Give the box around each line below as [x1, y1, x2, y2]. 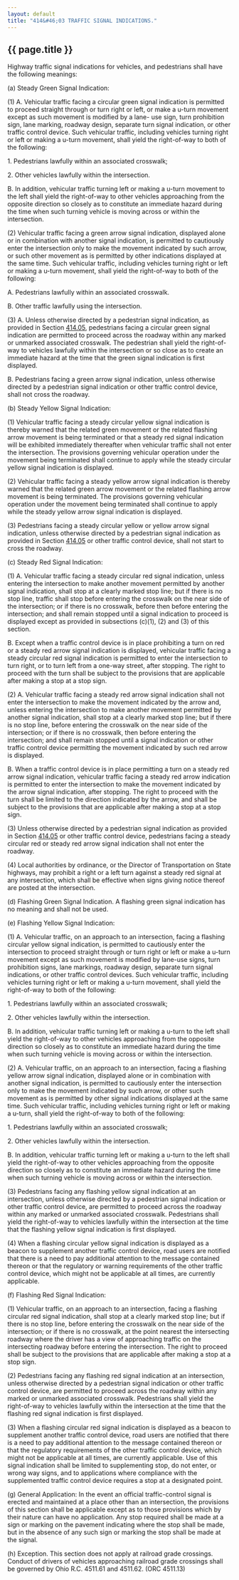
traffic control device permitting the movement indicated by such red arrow [7, 744, 228, 752]
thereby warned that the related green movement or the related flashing [7, 425, 218, 434]
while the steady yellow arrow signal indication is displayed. [7, 507, 183, 516]
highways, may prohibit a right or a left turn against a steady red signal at [7, 869, 222, 877]
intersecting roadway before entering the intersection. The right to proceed [7, 1342, 228, 1351]
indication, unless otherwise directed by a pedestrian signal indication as [7, 529, 221, 537]
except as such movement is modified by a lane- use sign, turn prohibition [7, 113, 225, 121]
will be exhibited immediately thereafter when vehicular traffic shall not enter [7, 440, 232, 450]
